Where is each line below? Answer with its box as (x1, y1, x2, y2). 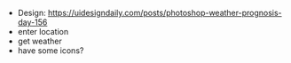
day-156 (17, 17, 48, 28)
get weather (17, 35, 62, 46)
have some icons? (17, 45, 84, 56)
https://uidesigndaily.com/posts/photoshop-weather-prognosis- (47, 8, 282, 18)
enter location (17, 27, 69, 36)
